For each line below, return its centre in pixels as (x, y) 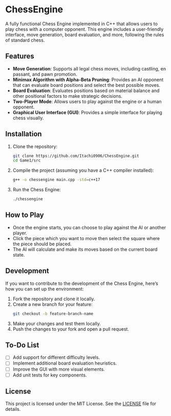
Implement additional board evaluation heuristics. (65, 363)
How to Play (25, 215)
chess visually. (28, 118)
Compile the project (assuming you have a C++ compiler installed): (83, 170)
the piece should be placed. (42, 244)
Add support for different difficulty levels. (56, 357)
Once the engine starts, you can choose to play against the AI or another (89, 227)
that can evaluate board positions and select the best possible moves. (86, 85)
